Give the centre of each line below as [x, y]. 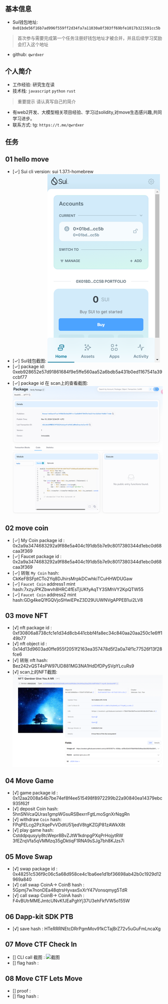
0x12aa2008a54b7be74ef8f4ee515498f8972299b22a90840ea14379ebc [87, 798]
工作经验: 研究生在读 [33, 84]
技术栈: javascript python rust [44, 91]
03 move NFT [27, 616]
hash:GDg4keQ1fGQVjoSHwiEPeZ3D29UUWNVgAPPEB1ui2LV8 [78, 600]
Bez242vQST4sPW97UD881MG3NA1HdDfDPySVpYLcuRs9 [73, 666]
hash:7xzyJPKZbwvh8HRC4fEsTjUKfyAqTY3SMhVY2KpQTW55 [78, 589]
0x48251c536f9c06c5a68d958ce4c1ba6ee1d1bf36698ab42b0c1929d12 [87, 874]
